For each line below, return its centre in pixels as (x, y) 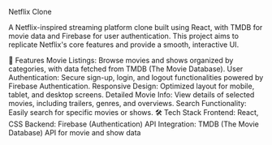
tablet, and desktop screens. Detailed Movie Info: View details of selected (132, 95)
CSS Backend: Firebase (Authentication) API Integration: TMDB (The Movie (134, 124)
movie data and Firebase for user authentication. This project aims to (124, 36)
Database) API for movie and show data (75, 132)
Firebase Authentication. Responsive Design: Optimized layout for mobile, (132, 86)
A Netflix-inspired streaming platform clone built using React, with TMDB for (136, 27)
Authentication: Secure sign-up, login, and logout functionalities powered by (136, 77)
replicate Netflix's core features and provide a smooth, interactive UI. (124, 45)
